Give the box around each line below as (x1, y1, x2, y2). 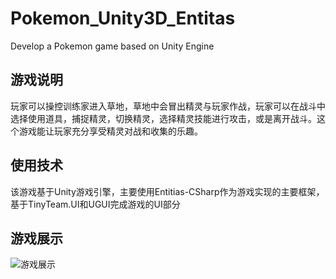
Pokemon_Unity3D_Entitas (10, 7, 236, 30)
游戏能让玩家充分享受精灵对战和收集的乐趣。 (18, 125, 203, 137)
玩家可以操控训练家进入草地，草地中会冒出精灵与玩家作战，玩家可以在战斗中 (10, 100, 326, 112)
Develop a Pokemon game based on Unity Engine (10, 40, 215, 52)
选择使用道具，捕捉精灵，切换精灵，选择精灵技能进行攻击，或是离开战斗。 (10, 112, 317, 124)
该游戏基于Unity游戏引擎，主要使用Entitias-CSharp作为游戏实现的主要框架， (10, 185, 325, 197)
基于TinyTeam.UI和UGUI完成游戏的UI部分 (10, 198, 181, 210)
